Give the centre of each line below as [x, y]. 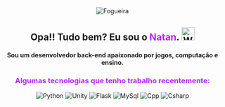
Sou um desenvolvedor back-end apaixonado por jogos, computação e [112, 55]
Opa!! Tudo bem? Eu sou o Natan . [105, 37]
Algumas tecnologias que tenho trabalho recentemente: [112, 80]
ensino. [112, 62]
